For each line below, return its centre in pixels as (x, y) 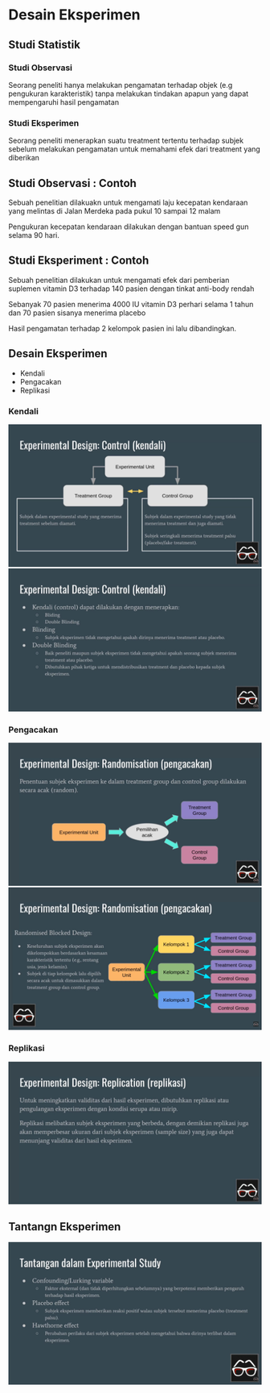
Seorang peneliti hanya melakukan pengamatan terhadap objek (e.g (121, 85)
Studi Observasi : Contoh (72, 183)
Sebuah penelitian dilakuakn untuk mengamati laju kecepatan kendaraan (128, 202)
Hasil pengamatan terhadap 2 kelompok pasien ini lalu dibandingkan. (123, 328)
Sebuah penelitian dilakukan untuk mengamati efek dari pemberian (119, 280)
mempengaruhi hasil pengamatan (63, 102)
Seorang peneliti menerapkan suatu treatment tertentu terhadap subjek (126, 141)
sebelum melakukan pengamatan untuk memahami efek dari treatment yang (135, 149)
